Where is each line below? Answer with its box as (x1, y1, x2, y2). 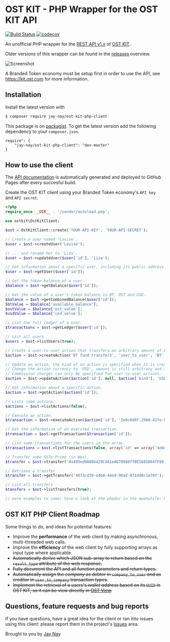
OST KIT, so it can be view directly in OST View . (12, 587, 112, 593)
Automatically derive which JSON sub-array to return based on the (12, 555, 152, 561)
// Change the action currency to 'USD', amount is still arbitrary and (5, 367, 162, 372)
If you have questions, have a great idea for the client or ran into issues (5, 615, 153, 622)
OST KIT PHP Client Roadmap (5, 510, 100, 519)
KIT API (5, 14, 37, 26)
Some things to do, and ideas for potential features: (5, 523, 112, 529)
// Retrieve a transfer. (5, 468, 58, 474)
